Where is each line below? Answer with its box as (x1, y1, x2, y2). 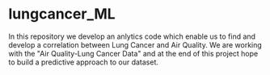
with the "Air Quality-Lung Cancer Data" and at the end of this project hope (8, 48, 259, 58)
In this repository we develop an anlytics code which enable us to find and (8, 31, 256, 41)
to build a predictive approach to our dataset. (8, 57, 159, 67)
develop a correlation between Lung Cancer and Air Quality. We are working (8, 40, 263, 49)
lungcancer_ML (8, 5, 116, 23)
